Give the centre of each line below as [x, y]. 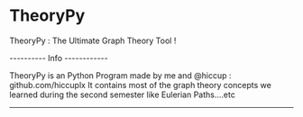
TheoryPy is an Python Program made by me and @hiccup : [120, 75]
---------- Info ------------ [59, 58]
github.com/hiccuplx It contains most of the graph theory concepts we [141, 85]
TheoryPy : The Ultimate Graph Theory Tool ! [93, 40]
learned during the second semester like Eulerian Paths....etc [123, 94]
